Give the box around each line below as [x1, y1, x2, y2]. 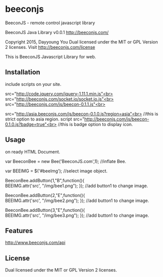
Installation [5, 68, 40, 77]
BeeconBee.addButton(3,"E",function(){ [5, 207, 85, 213]
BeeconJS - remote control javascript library [5, 20, 95, 26]
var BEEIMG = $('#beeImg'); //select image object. [5, 168, 108, 174]
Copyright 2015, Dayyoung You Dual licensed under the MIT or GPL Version [5, 39, 159, 45]
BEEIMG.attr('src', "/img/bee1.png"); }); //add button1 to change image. [5, 183, 148, 189]
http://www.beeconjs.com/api [5, 239, 65, 245]
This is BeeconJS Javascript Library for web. [5, 53, 97, 60]
